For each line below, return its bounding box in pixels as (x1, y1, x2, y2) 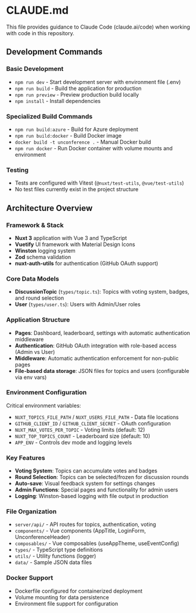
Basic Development (6, 65, 64, 73)
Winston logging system (14, 247, 76, 254)
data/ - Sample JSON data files (14, 559, 92, 566)
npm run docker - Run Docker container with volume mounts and (14, 144, 173, 152)
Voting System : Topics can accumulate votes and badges (14, 467, 158, 474)
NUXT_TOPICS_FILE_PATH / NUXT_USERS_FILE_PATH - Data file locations (14, 413, 179, 421)
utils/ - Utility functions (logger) (14, 552, 97, 560)
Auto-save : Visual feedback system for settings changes (14, 480, 155, 487)
